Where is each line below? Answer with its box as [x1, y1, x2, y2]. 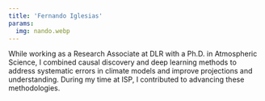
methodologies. [8, 83, 61, 93]
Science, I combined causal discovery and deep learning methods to [8, 57, 237, 67]
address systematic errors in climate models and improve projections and [8, 66, 253, 76]
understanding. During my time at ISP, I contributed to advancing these [8, 74, 245, 85]
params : [8, 19, 35, 27]
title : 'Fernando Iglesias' [8, 11, 103, 20]
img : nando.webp [15, 27, 70, 35]
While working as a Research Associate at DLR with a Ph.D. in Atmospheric [8, 49, 258, 59]
